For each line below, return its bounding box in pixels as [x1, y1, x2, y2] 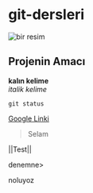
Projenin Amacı [8, 55, 86, 68]
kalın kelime [8, 75, 49, 85]
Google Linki [8, 114, 49, 123]
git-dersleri [8, 6, 85, 24]
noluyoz [8, 175, 34, 184]
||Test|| [8, 145, 32, 154]
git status [8, 99, 45, 108]
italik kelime [8, 84, 48, 94]
